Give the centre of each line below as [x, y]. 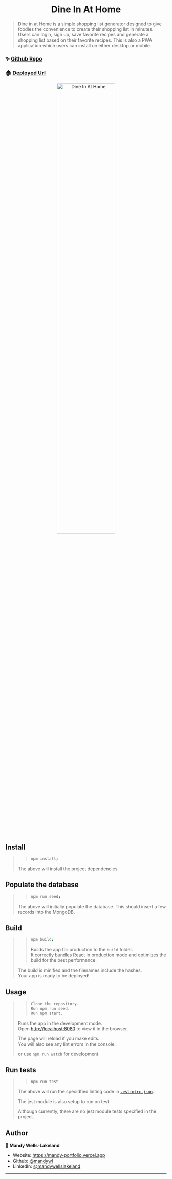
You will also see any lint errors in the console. [67, 1044]
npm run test [45, 1082]
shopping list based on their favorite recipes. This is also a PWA [85, 40]
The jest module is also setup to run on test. [64, 1102]
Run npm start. [47, 1013]
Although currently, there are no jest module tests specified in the [87, 1111]
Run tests [21, 1070]
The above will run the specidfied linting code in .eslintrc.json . [86, 1092]
